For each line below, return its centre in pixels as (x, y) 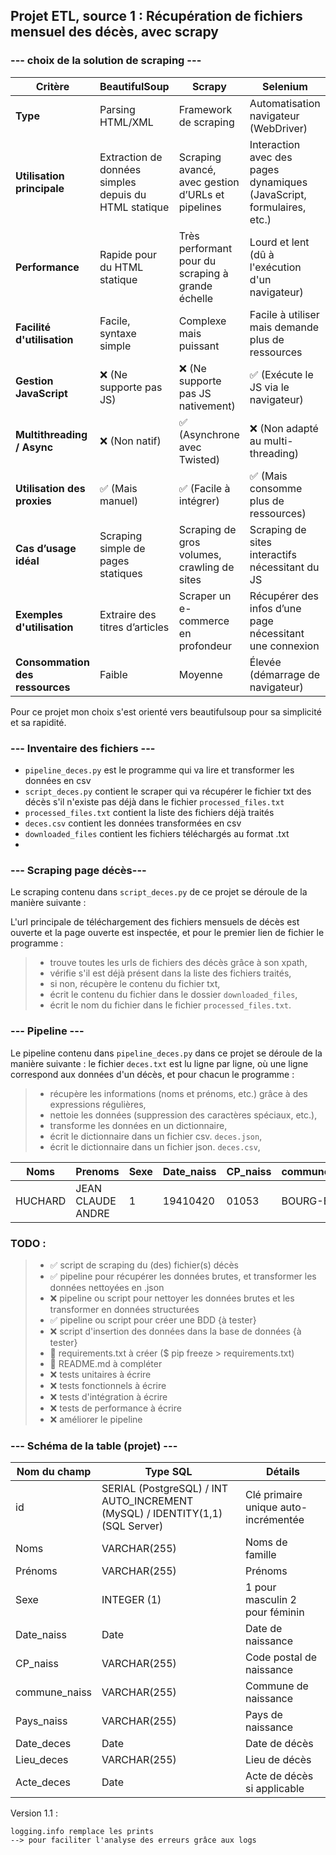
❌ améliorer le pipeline (96, 1419)
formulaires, (278, 207)
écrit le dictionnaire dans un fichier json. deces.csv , (155, 1146)
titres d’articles (134, 627)
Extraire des (128, 614)
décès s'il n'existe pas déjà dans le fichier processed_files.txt (154, 801)
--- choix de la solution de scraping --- (106, 61)
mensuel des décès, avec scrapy (114, 32)
